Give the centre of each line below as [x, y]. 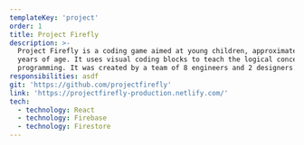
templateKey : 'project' [54, 18]
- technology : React [56, 110]
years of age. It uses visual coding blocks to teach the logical [145, 59]
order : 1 [26, 26]
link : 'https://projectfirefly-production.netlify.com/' [119, 93]
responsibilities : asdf [54, 77]
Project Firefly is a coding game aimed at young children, [133, 51]
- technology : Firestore [64, 127]
